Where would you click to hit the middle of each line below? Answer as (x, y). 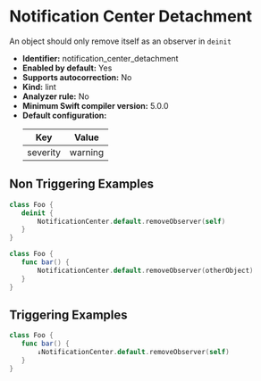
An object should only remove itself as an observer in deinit (121, 41)
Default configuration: (64, 115)
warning (87, 152)
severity (43, 152)
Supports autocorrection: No (77, 77)
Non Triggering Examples (82, 184)
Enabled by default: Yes (67, 68)
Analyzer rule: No (55, 96)
